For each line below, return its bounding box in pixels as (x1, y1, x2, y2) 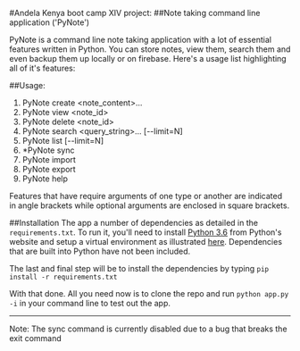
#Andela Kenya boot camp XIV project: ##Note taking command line (9, 8, 261, 18)
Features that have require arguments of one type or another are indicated (9, 191, 283, 201)
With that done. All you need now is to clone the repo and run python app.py (9, 288, 289, 298)
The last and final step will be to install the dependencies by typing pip (9, 263, 270, 273)
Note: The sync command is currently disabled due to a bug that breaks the (9, 323, 287, 334)
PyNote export (21, 164, 76, 174)
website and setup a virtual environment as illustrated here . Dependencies (9, 237, 283, 247)
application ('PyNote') (9, 17, 90, 28)
